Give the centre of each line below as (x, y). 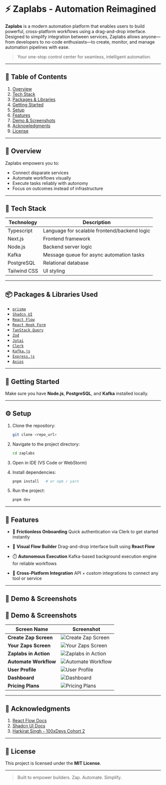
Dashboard (21, 678)
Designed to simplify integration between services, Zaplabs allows (73, 37)
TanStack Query (28, 330)
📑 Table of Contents (36, 77)
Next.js (16, 239)
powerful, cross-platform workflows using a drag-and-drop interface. (76, 31)
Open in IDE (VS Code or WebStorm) (50, 462)
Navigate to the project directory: (46, 444)
